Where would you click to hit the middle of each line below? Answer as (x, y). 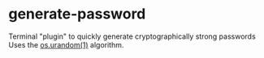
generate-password (77, 14)
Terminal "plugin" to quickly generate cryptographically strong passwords (132, 36)
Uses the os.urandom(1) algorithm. (66, 44)
